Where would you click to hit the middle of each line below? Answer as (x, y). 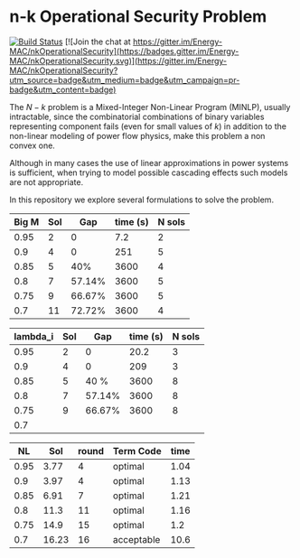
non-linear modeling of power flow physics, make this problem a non (137, 135)
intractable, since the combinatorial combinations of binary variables (137, 116)
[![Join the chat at (98, 42)
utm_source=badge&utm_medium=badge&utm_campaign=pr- (125, 79)
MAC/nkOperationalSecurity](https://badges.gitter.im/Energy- (124, 51)
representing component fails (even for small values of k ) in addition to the (148, 126)
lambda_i (34, 336)
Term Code (137, 451)
